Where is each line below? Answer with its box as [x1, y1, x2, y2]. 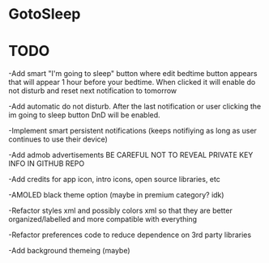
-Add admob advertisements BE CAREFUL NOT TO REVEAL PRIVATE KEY [8, 151, 254, 160]
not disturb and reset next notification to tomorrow [8, 86, 177, 95]
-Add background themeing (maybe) [8, 246, 131, 256]
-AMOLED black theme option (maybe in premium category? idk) [8, 190, 224, 200]
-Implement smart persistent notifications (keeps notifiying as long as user [8, 126, 258, 136]
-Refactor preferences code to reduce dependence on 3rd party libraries [8, 230, 252, 240]
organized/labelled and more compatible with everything [8, 214, 197, 224]
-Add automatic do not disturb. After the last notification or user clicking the [8, 102, 262, 112]
